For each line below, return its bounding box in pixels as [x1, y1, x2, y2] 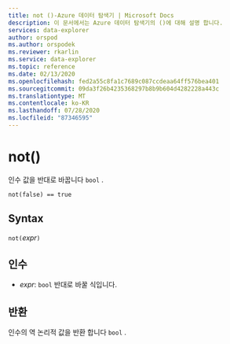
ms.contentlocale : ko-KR [8, 99, 89, 107]
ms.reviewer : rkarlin [8, 48, 79, 56]
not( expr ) [8, 233, 41, 242]
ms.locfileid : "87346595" [8, 114, 93, 122]
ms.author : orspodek [8, 41, 76, 49]
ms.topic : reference [8, 63, 76, 71]
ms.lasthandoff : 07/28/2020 [8, 107, 100, 115]
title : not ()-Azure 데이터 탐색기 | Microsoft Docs [8, 11, 174, 20]
